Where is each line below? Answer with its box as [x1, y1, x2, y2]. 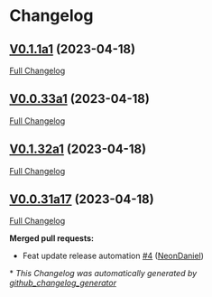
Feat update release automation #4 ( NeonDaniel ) [22, 250, 205, 262]
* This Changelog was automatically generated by [9, 268, 198, 279]
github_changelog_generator [9, 277, 117, 289]
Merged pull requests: [9, 233, 95, 244]
